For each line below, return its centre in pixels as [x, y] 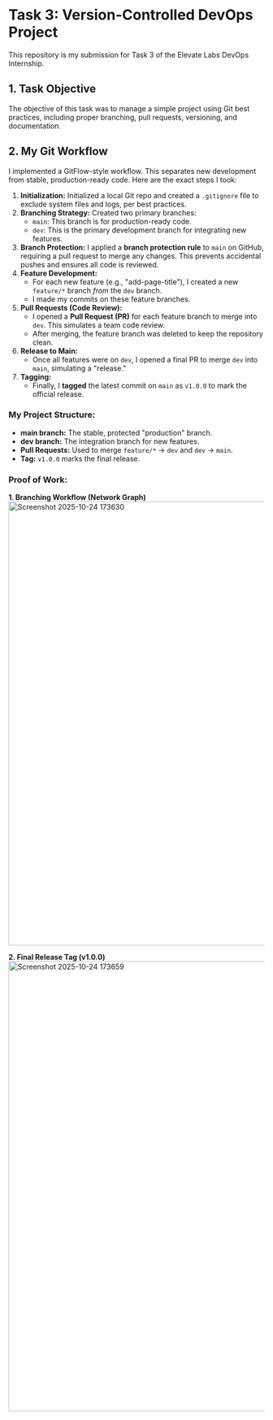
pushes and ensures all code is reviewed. [89, 264]
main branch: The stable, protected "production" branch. [116, 432]
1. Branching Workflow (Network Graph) [77, 497]
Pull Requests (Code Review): [71, 307]
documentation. [35, 126]
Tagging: [35, 376]
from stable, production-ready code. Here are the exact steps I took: [123, 180]
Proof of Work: [38, 480]
